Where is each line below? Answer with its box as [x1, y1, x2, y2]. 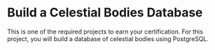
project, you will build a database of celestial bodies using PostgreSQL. [7, 34, 209, 42]
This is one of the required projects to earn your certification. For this [7, 27, 203, 36]
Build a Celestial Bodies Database [7, 5, 203, 21]
